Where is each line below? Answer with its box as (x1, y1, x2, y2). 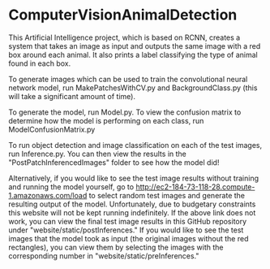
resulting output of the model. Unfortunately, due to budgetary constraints (8, 199, 256, 209)
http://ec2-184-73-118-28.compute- (135, 181, 255, 192)
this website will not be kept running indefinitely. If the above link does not (8, 207, 256, 217)
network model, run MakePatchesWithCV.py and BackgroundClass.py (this (8, 83, 258, 93)
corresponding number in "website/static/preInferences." (8, 250, 199, 261)
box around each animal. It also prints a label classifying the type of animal (8, 50, 258, 59)
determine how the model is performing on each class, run (8, 115, 204, 125)
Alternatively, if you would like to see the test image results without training (8, 173, 259, 183)
